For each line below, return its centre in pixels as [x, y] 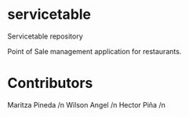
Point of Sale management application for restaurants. [94, 51]
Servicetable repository [45, 36]
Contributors [50, 83]
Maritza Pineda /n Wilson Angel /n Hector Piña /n [86, 104]
